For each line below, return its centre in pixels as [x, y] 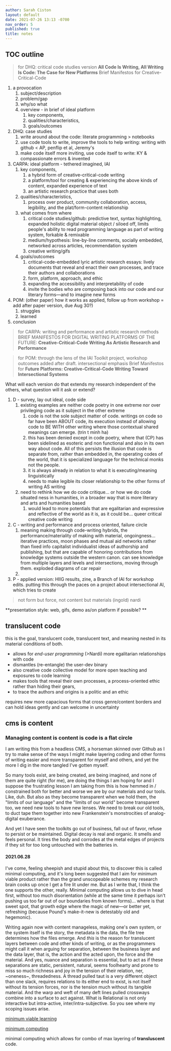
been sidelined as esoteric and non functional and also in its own [96, 443]
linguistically [41, 476]
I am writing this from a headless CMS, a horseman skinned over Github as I [85, 749]
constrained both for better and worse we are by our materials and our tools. [86, 791]
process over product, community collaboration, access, [87, 202]
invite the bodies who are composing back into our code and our [96, 289]
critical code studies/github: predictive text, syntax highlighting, [95, 218]
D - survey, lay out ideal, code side [49, 400]
